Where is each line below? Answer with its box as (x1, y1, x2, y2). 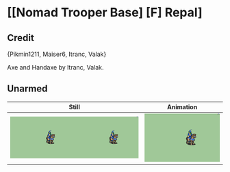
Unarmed (7, 83, 48, 95)
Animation (167, 103, 198, 111)
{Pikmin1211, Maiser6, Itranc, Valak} (7, 50, 107, 58)
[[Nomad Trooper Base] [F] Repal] (7, 5, 203, 20)
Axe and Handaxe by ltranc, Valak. (7, 63, 104, 71)
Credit (7, 32, 34, 44)
